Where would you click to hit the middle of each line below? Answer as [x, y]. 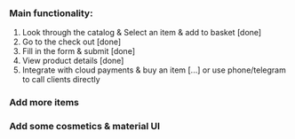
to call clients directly [61, 80]
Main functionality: [51, 13]
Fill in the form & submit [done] [79, 51]
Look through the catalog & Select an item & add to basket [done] [142, 33]
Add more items [44, 103]
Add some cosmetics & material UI [85, 127]
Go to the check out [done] [72, 42]
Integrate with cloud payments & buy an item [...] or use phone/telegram [154, 70]
